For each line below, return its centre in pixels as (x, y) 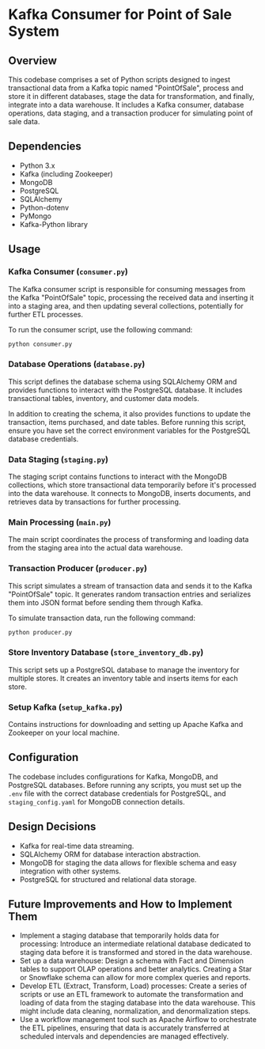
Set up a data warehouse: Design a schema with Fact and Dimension (131, 961)
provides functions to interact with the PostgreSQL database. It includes (125, 390)
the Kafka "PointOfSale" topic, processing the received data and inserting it (131, 297)
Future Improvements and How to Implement (120, 905)
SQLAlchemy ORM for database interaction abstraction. (110, 854)
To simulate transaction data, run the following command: (102, 618)
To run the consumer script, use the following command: (100, 329)
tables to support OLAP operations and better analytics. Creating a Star (136, 969)
